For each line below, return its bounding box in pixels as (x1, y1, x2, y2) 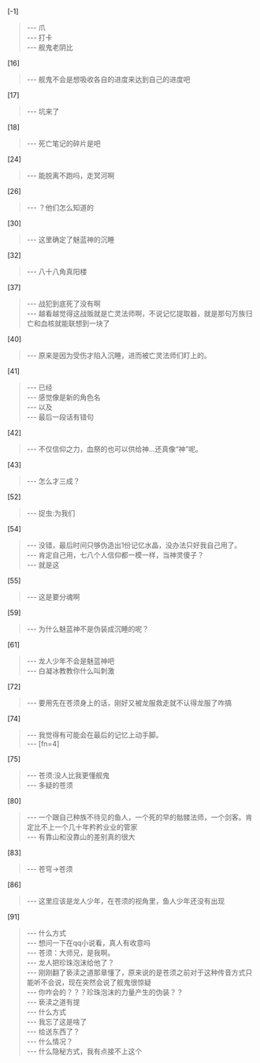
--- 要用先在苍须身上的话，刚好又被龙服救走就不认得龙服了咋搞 (26, 698, 232, 707)
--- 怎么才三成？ (26, 476, 80, 486)
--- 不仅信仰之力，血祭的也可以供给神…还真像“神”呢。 (26, 445, 202, 453)
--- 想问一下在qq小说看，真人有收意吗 (26, 938, 151, 947)
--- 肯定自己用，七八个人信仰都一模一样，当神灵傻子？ (26, 550, 205, 559)
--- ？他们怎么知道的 (26, 203, 95, 212)
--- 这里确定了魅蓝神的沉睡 (26, 235, 115, 244)
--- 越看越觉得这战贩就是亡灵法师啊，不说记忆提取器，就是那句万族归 (26, 309, 253, 318)
